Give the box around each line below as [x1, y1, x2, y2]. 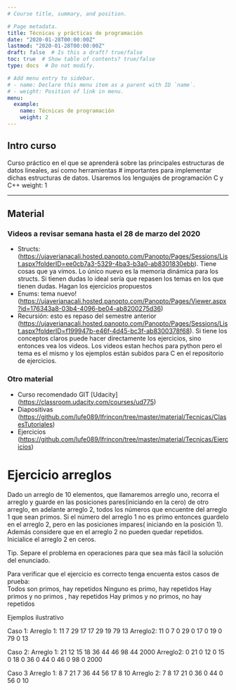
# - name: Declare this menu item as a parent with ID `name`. [7, 81, 197, 88]
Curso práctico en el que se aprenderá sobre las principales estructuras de [7, 159, 225, 167]
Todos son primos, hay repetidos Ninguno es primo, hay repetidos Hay [7, 584, 212, 593]
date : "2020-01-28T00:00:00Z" [7, 36, 96, 43]
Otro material [7, 374, 53, 384]
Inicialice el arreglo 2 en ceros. [7, 535, 96, 543]
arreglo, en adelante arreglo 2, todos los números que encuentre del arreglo [7, 505, 228, 513]
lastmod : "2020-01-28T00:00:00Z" [7, 43, 105, 50]
